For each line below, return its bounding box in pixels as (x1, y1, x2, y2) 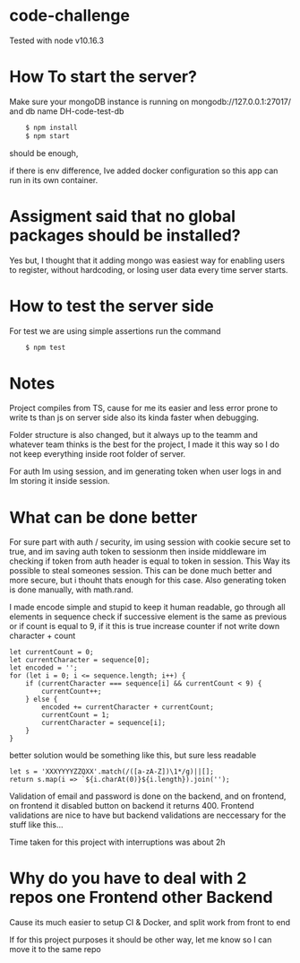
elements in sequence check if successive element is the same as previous (9, 611, 287, 622)
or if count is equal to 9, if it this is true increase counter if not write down (9, 621, 280, 632)
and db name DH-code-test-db (9, 105, 124, 117)
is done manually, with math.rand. (9, 584, 134, 595)
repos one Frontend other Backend (9, 888, 273, 907)
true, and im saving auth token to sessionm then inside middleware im (9, 547, 267, 557)
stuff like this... (9, 819, 64, 830)
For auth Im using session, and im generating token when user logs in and (9, 466, 282, 477)
